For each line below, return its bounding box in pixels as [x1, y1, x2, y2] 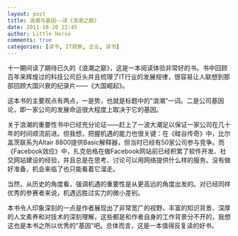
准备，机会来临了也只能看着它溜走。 [13, 164, 119, 173]
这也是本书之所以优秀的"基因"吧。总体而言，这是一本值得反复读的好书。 [7, 221, 218, 230]
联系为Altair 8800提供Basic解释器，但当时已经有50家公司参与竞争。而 [19, 138, 225, 146]
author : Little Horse [7, 30, 72, 38]
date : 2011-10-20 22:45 [7, 23, 78, 30]
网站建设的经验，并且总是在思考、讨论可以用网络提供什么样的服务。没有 [13, 156, 225, 164]
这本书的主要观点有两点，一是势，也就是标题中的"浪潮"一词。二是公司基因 [7, 96, 225, 105]
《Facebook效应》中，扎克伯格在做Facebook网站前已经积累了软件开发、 [7, 147, 220, 155]
